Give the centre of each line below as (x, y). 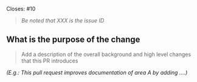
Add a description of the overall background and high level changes (106, 54)
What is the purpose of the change (73, 40)
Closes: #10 (21, 9)
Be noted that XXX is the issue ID (63, 20)
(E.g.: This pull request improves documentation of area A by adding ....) (97, 72)
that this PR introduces (50, 61)
